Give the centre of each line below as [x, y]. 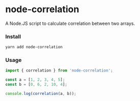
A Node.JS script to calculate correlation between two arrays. [70, 23]
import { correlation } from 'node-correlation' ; [59, 71]
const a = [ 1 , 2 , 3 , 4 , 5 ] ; [35, 80]
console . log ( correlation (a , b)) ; [41, 94]
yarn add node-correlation [34, 47]
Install [13, 37]
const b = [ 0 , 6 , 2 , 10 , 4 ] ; [36, 85]
